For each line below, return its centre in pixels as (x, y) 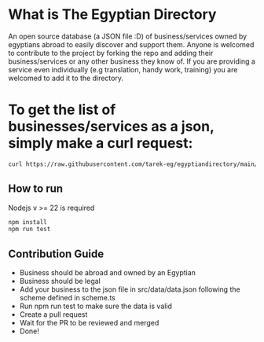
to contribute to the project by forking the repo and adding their (111, 53)
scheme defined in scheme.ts (67, 298)
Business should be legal (60, 281)
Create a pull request (53, 314)
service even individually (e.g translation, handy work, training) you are (123, 69)
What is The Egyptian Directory (112, 15)
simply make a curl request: (101, 143)
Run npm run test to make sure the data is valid (96, 306)
